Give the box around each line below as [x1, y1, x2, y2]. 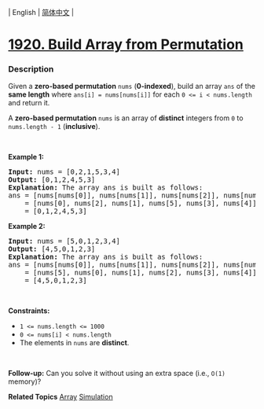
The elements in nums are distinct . [19, 338, 130, 348]
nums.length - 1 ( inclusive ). [8, 122, 101, 131]
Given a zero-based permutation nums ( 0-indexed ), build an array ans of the [8, 82, 255, 91]
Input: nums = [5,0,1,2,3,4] [8, 237, 120, 246]
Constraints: [8, 306, 50, 315]
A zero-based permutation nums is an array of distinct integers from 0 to [8, 113, 244, 123]
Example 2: [8, 222, 46, 231]
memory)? [8, 377, 42, 386]
